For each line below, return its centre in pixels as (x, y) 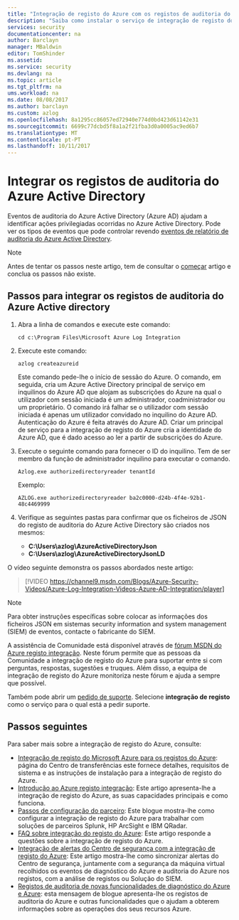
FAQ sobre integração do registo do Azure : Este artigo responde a (114, 833)
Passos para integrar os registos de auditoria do (116, 296)
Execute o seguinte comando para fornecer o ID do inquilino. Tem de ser (124, 451)
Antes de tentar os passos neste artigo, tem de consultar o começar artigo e (119, 267)
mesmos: (31, 532)
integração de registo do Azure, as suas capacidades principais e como (123, 795)
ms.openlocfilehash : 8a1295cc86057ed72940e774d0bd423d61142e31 (103, 119)
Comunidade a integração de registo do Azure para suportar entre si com (115, 660)
